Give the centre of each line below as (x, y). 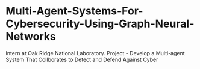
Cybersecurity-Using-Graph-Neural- (100, 24)
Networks (31, 37)
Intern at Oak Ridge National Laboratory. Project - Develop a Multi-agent (95, 53)
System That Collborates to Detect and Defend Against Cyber (82, 59)
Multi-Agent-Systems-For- (74, 11)
